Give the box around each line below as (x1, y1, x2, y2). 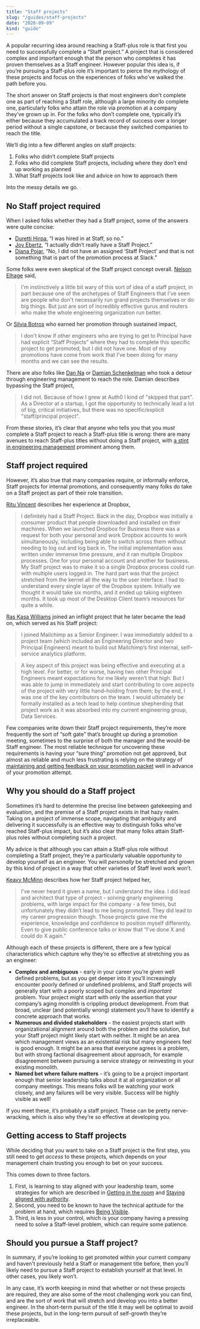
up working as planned (14, 166, 72, 173)
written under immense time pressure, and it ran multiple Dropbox (20, 550, 183, 557)
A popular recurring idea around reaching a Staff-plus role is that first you (6, 42, 187, 49)
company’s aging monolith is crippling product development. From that (14, 1000, 189, 1007)
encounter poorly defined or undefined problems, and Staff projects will (14, 981, 192, 988)
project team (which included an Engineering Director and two (20, 637, 174, 644)
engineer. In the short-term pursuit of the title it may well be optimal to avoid (6, 1303, 193, 1311)
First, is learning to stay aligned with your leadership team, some (14, 1182, 174, 1190)
